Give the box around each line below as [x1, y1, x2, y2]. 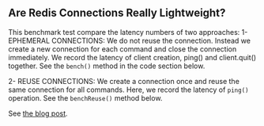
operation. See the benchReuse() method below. [8, 93, 163, 102]
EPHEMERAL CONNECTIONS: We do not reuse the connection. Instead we [8, 36, 251, 45]
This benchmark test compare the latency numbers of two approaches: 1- [8, 27, 248, 36]
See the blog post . [8, 109, 69, 118]
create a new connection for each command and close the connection [8, 44, 237, 54]
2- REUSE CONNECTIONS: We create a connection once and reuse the [8, 76, 239, 86]
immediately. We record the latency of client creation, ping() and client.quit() [8, 52, 257, 62]
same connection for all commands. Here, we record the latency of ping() [8, 85, 249, 94]
